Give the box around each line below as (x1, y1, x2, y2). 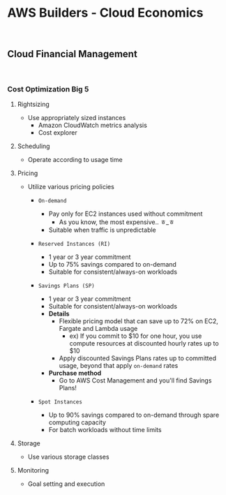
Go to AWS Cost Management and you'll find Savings (59, 376, 212, 385)
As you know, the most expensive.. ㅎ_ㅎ (59, 218, 175, 226)
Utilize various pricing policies (27, 183, 115, 191)
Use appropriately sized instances (27, 114, 126, 122)
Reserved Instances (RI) (38, 241, 111, 248)
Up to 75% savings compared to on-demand (48, 260, 176, 269)
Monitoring (17, 466, 49, 475)
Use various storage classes (27, 452, 110, 461)
